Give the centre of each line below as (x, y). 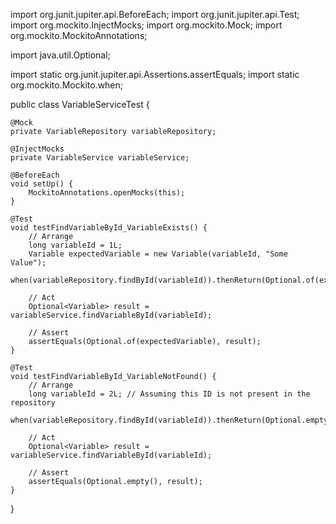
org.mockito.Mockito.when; (67, 85)
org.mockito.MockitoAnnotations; (79, 35)
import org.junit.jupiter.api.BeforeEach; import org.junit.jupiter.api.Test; (155, 14)
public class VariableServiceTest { (80, 104)
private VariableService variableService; (100, 158)
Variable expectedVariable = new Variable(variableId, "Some (158, 254)
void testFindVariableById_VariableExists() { (109, 228)
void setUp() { (42, 184)
